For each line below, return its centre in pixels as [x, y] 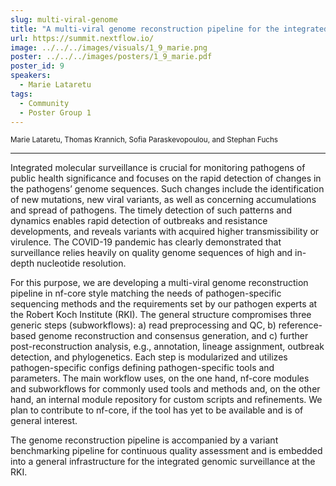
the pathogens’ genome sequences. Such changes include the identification [167, 189]
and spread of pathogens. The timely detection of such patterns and [151, 210]
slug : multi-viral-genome [64, 19]
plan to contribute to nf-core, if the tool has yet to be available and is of [157, 410]
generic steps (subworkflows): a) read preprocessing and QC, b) [143, 325]
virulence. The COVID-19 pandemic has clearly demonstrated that [146, 242]
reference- [300, 325]
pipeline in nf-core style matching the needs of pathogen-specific [146, 293]
